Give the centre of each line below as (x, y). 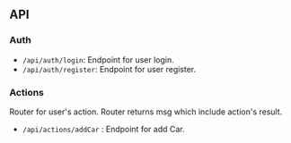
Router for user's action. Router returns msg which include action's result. (146, 112)
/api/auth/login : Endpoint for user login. (98, 59)
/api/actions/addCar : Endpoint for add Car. (103, 129)
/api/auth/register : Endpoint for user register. (109, 69)
